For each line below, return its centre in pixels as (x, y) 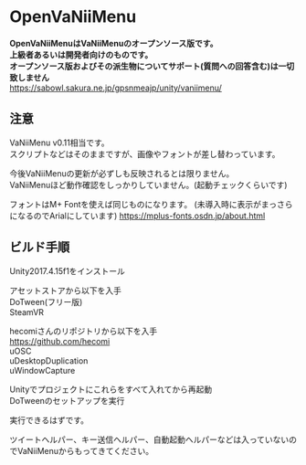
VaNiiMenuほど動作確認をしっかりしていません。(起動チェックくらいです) (148, 185)
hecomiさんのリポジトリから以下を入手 (84, 331)
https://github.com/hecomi (60, 341)
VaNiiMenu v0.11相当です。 (59, 143)
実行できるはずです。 (49, 420)
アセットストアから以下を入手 (65, 291)
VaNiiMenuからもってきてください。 (85, 450)
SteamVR (26, 312)
